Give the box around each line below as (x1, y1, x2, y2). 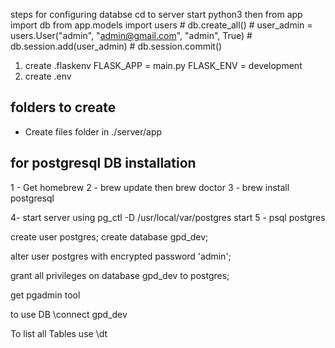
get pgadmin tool (10, 289, 81, 301)
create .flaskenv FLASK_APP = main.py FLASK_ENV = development (24, 60, 303, 71)
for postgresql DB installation (10, 155, 197, 172)
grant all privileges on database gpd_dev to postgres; (10, 269, 230, 281)
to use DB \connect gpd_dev (10, 308, 128, 320)
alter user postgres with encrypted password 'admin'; (10, 250, 232, 262)
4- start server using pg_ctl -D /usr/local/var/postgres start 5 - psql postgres (10, 211, 326, 223)
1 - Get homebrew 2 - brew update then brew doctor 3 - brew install (10, 181, 290, 193)
